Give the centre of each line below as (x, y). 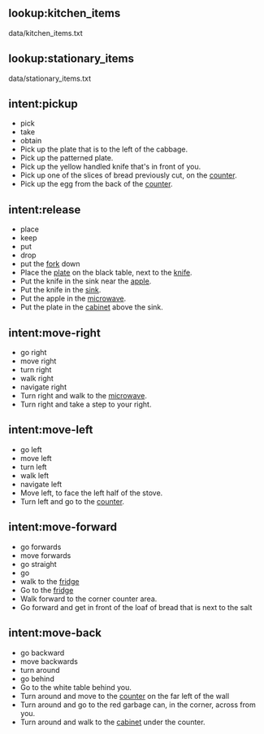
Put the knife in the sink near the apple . (86, 281)
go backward (42, 653)
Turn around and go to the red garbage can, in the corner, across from (138, 705)
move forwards (45, 555)
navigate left (41, 484)
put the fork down (50, 264)
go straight (38, 564)
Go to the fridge (47, 590)
